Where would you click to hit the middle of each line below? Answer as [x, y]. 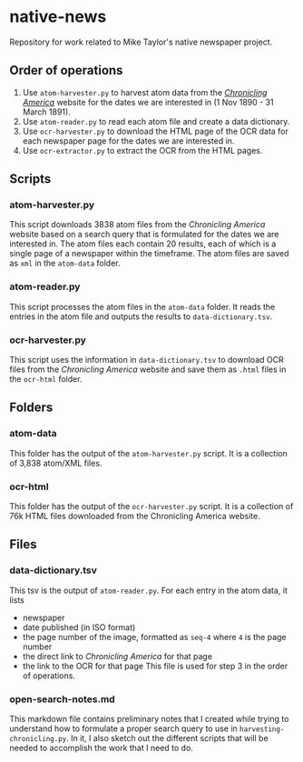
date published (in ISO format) [79, 627]
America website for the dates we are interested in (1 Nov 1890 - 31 [148, 102]
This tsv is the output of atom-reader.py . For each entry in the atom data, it [149, 590]
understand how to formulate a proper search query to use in [123, 728]
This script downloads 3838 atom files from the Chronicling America [137, 225]
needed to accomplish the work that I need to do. [101, 748]
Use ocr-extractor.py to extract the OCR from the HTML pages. [142, 150]
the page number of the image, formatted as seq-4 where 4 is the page [155, 637]
